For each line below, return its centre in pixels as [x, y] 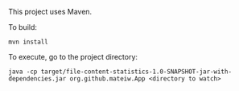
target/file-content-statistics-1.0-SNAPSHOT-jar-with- [136, 72]
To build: [23, 27]
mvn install [28, 42]
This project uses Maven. [50, 12]
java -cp [23, 72]
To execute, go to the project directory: [73, 57]
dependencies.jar [37, 79]
